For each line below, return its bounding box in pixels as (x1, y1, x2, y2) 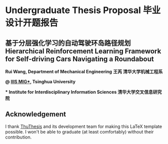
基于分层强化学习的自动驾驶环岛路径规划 (5, 39, 131, 47)
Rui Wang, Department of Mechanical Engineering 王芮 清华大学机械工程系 (5, 69, 163, 74)
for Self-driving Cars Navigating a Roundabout (5, 55, 154, 63)
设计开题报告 (5, 17, 59, 29)
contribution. (5, 134, 32, 140)
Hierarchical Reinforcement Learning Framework (5, 47, 161, 55)
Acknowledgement (5, 110, 66, 118)
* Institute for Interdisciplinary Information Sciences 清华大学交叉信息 (5, 89, 153, 95)
